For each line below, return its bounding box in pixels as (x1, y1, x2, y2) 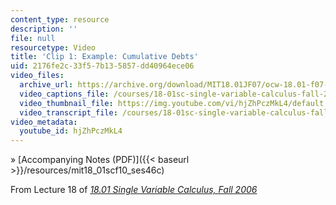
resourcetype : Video (10, 42, 97, 53)
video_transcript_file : (19, 107, 118, 118)
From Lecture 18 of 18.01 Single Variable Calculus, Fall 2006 (10, 184, 258, 196)
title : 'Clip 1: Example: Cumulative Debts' (10, 52, 199, 62)
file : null (10, 33, 56, 43)
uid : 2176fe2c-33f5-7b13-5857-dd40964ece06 (10, 61, 195, 71)
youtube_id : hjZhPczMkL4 (19, 126, 123, 136)
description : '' (10, 24, 78, 34)
